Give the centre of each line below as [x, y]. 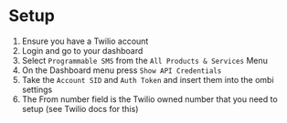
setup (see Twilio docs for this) [80, 108]
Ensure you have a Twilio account [85, 41]
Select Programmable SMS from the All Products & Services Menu [145, 60]
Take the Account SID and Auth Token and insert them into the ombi [148, 79]
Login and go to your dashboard [82, 50]
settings [37, 89]
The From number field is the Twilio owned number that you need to [149, 99]
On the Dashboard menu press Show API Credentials [122, 70]
